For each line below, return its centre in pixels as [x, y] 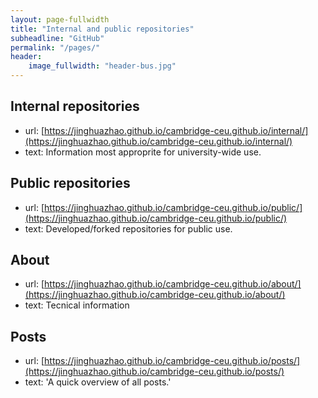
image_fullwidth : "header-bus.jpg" [102, 66]
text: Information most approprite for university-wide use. [143, 152]
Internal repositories [75, 106]
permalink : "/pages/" [55, 47]
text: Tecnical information [77, 305]
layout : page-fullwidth [60, 19]
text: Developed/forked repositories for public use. [128, 228]
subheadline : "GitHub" [57, 38]
